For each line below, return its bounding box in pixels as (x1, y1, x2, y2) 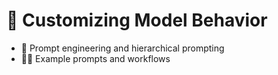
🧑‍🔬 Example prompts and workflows (20, 52, 171, 64)
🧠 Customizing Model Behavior (6, 9, 268, 32)
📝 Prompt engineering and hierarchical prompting (20, 42, 225, 54)
